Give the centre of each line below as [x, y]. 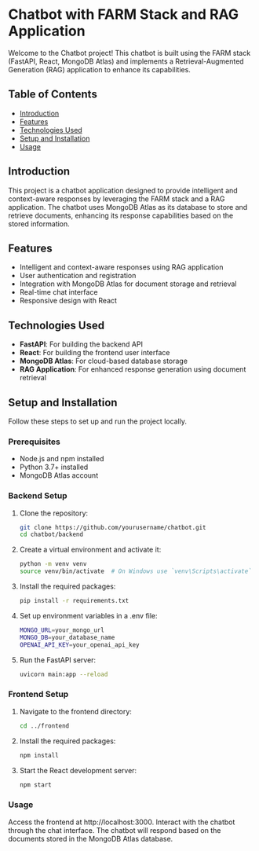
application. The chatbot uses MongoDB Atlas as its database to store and [128, 207]
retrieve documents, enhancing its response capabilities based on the [121, 215]
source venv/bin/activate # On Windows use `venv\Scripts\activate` [136, 571]
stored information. [39, 224]
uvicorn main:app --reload [64, 674]
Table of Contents [53, 95]
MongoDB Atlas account [59, 475]
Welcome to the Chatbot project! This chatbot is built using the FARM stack [129, 53]
